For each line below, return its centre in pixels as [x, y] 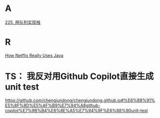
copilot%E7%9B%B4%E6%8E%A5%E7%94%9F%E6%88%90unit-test [77, 110]
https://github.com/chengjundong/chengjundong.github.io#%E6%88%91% [80, 100]
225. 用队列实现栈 [23, 22]
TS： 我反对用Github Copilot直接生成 [79, 76]
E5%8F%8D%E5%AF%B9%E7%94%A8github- [53, 105]
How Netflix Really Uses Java [34, 55]
